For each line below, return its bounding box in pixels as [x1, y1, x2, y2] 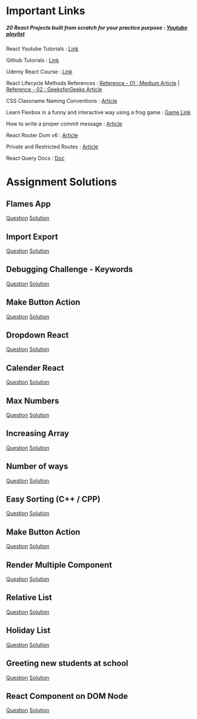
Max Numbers [6, 396, 60, 406]
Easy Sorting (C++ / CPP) [6, 494, 101, 504]
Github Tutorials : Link [6, 57, 60, 64]
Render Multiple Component [6, 560, 112, 570]
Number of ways [6, 461, 68, 471]
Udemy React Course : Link [6, 68, 73, 75]
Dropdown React [6, 330, 69, 340]
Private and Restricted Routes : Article [6, 143, 98, 150]
